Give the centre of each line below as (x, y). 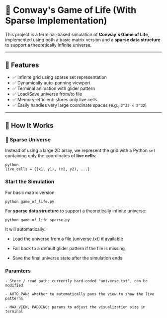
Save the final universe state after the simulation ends (67, 258)
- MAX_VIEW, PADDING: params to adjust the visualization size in (75, 307)
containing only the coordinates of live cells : (51, 156)
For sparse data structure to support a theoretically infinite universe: (76, 211)
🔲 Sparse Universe (28, 140)
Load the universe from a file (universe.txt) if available (68, 239)
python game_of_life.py (30, 201)
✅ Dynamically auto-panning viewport (51, 83)
